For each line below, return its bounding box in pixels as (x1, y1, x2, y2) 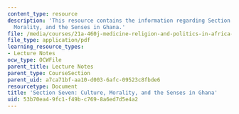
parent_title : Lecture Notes (7, 63, 94, 70)
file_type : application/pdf (7, 37, 91, 44)
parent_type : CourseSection (7, 69, 91, 76)
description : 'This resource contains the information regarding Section (7, 17, 231, 24)
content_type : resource (7, 10, 78, 18)
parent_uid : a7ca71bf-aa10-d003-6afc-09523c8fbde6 (7, 76, 161, 84)
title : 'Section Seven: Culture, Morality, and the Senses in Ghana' (7, 89, 218, 96)
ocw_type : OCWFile (7, 57, 62, 64)
